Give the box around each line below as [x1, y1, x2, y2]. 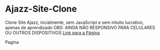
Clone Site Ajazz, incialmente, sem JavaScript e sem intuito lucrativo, [5, 19, 144, 25]
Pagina [5, 39, 19, 45]
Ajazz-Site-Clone [5, 3, 77, 15]
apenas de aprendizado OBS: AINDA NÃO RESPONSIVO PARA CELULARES [5, 24, 155, 30]
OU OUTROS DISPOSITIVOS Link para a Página [5, 30, 100, 35]
